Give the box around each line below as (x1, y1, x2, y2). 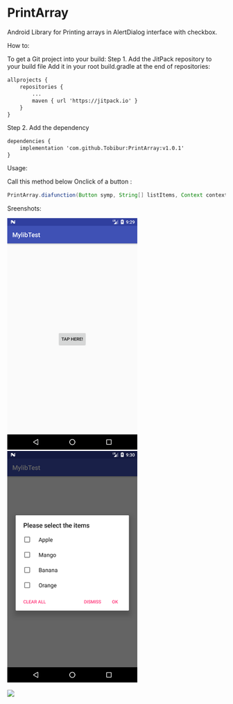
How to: (7, 41, 30, 49)
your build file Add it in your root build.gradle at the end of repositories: (7, 62, 210, 70)
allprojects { (7, 76, 49, 83)
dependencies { (7, 138, 51, 145)
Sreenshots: (7, 204, 42, 213)
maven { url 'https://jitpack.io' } (32, 97, 138, 104)
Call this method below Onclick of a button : (7, 177, 132, 186)
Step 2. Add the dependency (7, 123, 89, 131)
